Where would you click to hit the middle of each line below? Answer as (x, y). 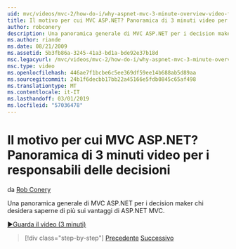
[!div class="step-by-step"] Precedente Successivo (99, 238)
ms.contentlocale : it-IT (44, 92)
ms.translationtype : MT (42, 86)
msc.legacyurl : (29, 60)
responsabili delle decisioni (89, 170)
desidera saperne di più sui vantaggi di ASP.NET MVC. (86, 210)
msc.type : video (31, 66)
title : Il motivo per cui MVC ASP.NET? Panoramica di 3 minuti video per (118, 20)
